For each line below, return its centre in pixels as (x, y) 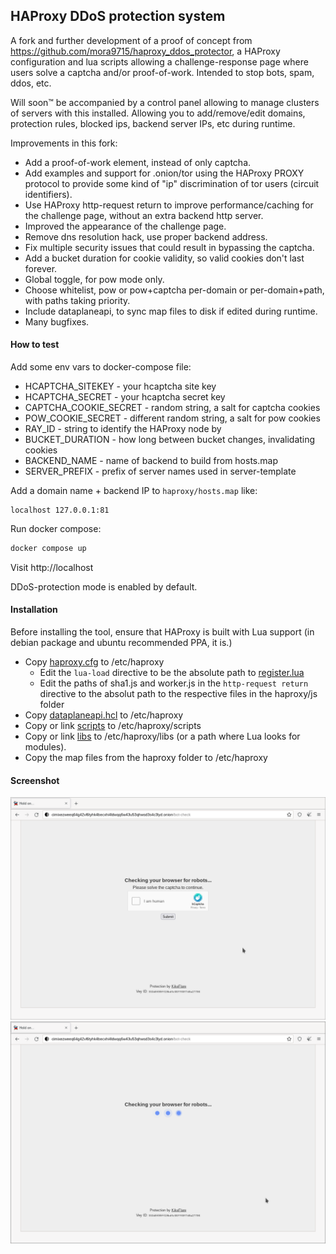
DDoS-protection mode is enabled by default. (104, 586)
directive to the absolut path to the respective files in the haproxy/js (178, 694)
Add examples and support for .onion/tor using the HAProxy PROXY (164, 173)
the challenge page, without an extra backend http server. (144, 215)
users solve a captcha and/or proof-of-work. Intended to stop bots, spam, (162, 72)
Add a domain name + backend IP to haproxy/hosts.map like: (134, 491)
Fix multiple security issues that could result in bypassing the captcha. (169, 247)
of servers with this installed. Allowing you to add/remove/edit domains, (158, 113)
